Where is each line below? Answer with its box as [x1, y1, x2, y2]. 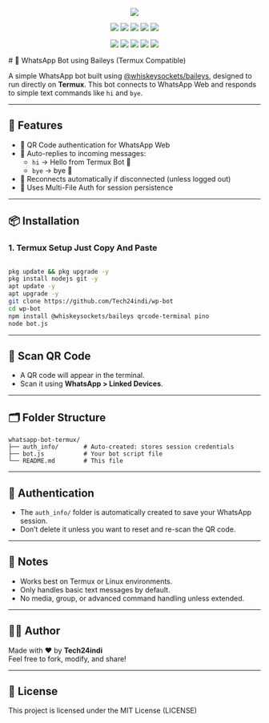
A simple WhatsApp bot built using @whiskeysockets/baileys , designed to [8, 71, 252, 80]
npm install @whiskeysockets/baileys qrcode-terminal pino [8, 312, 210, 320]
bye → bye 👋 [31, 165, 73, 175]
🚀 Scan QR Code [8, 349, 91, 363]
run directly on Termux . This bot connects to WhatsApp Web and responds [8, 80, 257, 89]
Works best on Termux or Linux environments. [19, 576, 173, 586]
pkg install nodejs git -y [8, 275, 98, 283]
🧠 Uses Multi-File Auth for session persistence [19, 183, 174, 192]
